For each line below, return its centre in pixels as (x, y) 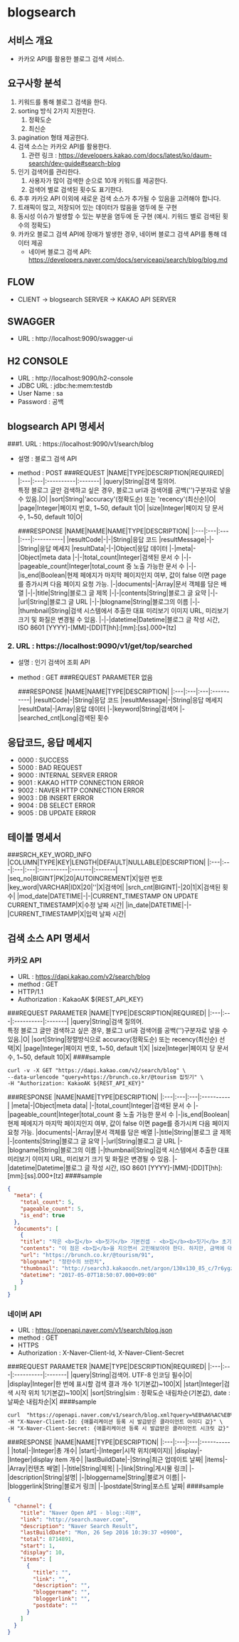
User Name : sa (40, 393)
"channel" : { (33, 1506)
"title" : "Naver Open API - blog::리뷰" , (81, 1513)
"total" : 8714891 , (47, 1540)
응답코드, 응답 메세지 (50, 742)
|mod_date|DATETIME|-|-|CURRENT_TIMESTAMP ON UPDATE (108, 896)
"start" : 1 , (38, 1546)
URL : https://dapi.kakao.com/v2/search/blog (84, 976)
